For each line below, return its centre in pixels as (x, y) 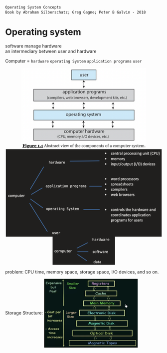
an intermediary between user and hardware (51, 51)
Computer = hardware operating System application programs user (74, 61)
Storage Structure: (24, 312)
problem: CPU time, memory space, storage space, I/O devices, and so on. (82, 271)
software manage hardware (33, 46)
